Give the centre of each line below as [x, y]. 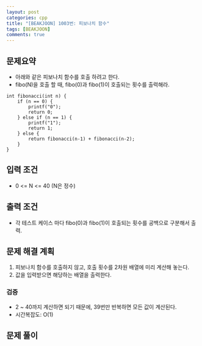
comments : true [26, 35]
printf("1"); [45, 123]
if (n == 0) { [35, 101]
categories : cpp [27, 18]
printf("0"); [45, 107]
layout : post [23, 12]
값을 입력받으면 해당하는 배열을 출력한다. [63, 275]
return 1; [41, 128]
